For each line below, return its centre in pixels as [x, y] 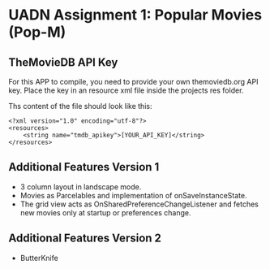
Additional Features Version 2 [85, 239]
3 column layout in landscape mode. [81, 187]
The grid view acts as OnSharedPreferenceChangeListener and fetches [139, 204]
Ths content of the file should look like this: [80, 106]
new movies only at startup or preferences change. [106, 212]
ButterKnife [39, 258]
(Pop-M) [37, 32]
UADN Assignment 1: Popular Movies [135, 15]
